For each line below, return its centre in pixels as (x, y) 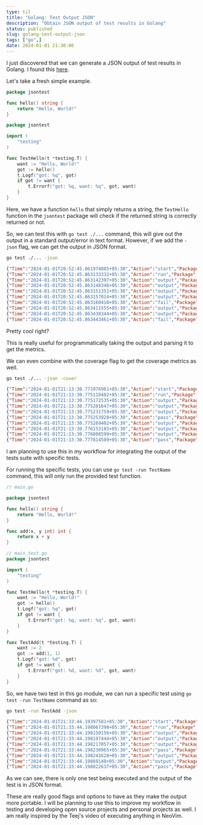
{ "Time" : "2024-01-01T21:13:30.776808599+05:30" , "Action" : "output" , (93, 434)
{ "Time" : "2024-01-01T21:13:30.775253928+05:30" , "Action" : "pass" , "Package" (102, 417)
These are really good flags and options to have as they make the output (97, 797)
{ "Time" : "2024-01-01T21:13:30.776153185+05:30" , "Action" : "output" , (93, 429)
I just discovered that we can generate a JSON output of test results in (94, 63)
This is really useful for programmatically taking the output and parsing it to (100, 343)
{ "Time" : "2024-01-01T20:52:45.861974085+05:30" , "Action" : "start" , (92, 269)
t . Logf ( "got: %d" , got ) (47, 659)
